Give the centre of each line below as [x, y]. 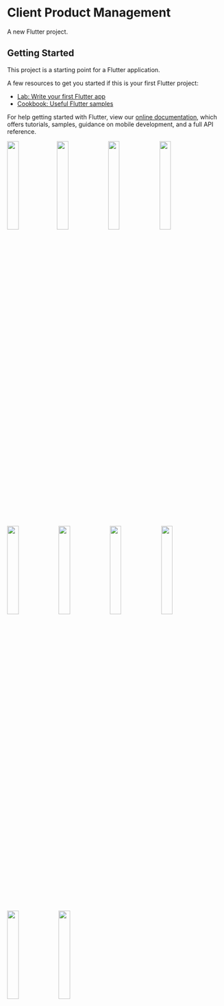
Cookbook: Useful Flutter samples [65, 104]
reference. [22, 131]
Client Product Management [89, 13]
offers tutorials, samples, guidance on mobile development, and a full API [110, 124]
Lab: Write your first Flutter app [61, 96]
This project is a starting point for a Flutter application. [84, 69]
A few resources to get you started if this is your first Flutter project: [103, 83]
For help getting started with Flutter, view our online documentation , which [112, 117]
